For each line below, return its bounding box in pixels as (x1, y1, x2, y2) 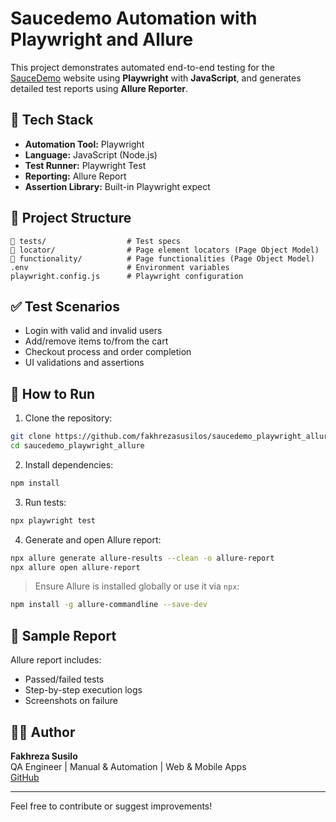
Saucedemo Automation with (10, 7, 258, 30)
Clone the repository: (24, 412, 113, 424)
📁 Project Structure (10, 210, 132, 227)
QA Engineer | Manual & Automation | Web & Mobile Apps (10, 760, 247, 772)
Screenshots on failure (24, 695, 118, 707)
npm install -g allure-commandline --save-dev (10, 600, 208, 610)
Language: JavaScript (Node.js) (24, 148, 158, 161)
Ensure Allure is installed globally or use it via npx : (34, 580, 240, 592)
